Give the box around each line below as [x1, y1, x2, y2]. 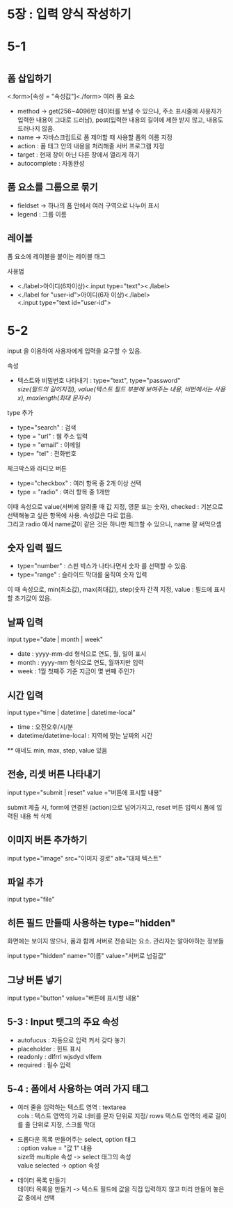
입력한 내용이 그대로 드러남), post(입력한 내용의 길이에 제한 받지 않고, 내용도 [17, 116, 224, 124]
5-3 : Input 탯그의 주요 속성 [7, 1016, 120, 1028]
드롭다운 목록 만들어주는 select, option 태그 [17, 1135, 137, 1143]
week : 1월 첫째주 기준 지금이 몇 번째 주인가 [17, 667, 136, 675]
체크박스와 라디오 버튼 [7, 464, 67, 472]
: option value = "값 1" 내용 [17, 1143, 93, 1152]
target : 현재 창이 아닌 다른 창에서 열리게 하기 [17, 150, 140, 159]
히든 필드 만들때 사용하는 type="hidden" [7, 917, 176, 929]
